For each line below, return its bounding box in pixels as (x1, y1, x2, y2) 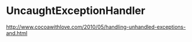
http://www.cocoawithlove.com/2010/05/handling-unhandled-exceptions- (6, 23, 186, 30)
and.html (6, 29, 28, 36)
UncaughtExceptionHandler (6, 4, 145, 17)
